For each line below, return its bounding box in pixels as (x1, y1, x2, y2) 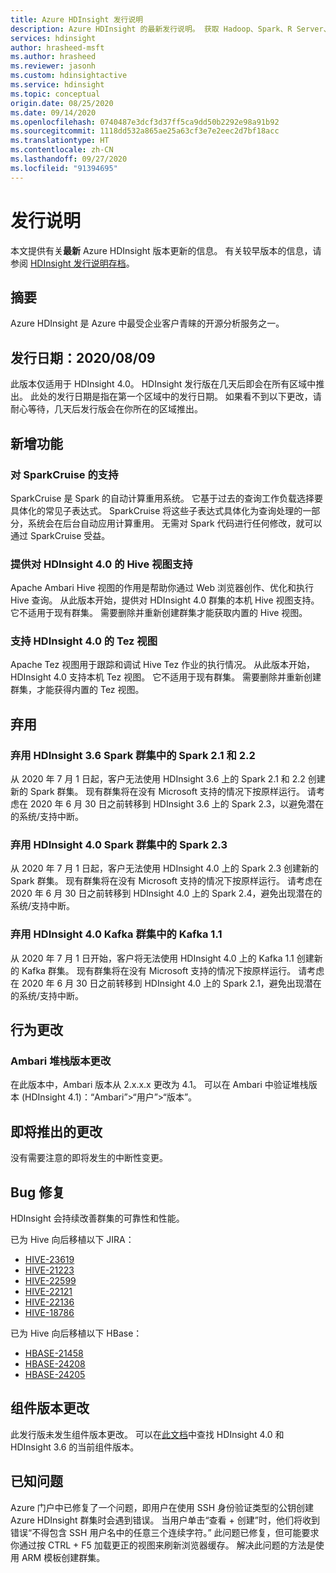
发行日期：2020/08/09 (10, 349, 156, 366)
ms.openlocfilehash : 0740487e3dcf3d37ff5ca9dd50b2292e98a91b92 (10, 117, 280, 127)
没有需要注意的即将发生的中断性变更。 (10, 1152, 168, 1164)
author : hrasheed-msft (10, 42, 105, 53)
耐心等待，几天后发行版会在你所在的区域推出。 (10, 403, 203, 415)
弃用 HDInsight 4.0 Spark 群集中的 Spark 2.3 (10, 838, 228, 852)
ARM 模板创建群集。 (21, 1551, 106, 1563)
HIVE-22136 (24, 1296, 75, 1308)
